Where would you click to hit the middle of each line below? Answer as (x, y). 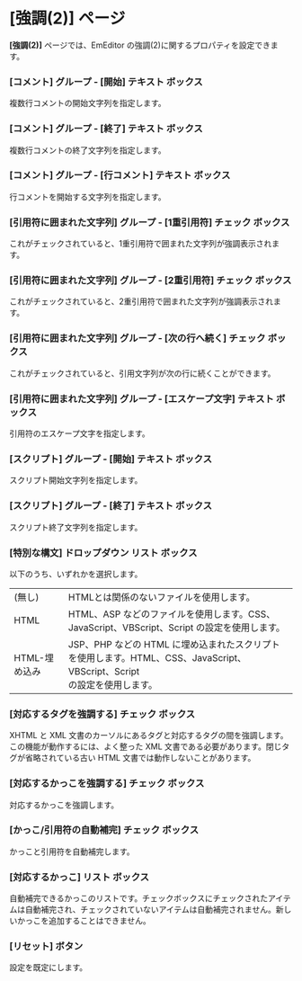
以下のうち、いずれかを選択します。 (76, 574)
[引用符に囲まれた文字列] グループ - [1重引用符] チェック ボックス (150, 222)
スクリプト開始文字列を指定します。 (76, 480)
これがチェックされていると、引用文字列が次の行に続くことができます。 (142, 373)
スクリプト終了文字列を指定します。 (76, 527)
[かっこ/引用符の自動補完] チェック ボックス (104, 830)
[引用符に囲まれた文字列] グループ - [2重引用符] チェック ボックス (151, 281)
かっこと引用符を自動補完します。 (72, 852)
